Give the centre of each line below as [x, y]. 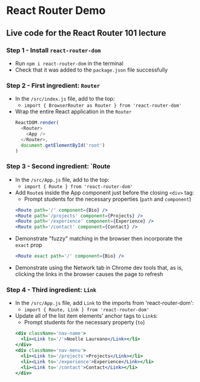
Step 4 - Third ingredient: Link [52, 290]
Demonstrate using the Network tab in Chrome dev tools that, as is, [99, 268]
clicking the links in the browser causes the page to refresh [89, 274]
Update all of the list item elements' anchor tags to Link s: [86, 316]
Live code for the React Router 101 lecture [86, 33]
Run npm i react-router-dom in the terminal [69, 63]
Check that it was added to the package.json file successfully [91, 70]
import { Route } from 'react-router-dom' [78, 186]
